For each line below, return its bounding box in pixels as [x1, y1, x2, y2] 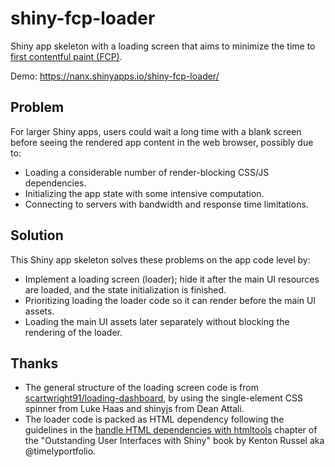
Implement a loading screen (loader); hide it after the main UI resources [24, 273, 320, 285]
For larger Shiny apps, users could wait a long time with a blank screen [10, 125, 302, 137]
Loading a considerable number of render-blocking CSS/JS [24, 166, 270, 178]
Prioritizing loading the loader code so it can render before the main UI [24, 294, 317, 306]
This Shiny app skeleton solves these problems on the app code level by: [10, 253, 311, 266]
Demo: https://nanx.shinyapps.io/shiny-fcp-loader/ [10, 70, 220, 82]
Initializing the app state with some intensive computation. [24, 187, 265, 199]
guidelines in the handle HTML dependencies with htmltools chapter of [24, 424, 318, 436]
